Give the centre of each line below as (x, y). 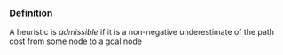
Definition (31, 13)
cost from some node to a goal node (75, 41)
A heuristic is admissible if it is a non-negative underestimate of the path (142, 32)
